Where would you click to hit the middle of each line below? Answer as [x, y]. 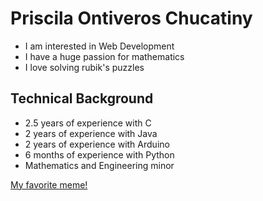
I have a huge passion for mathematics [104, 56]
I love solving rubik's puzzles [84, 67]
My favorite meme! [49, 184]
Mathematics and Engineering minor [99, 165]
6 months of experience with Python [99, 154]
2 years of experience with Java [91, 133]
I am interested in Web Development [99, 46]
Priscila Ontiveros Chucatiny [131, 18]
